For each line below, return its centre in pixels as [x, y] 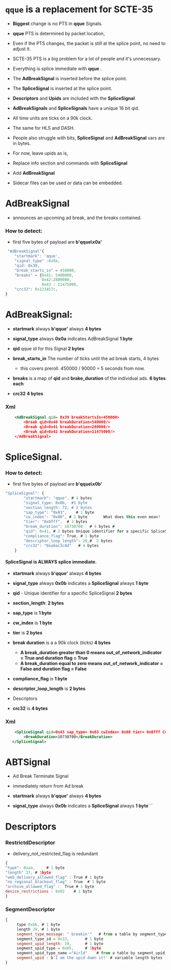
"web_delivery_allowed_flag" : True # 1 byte [54, 877]
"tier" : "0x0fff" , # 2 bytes [55, 522]
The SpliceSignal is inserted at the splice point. [62, 88]
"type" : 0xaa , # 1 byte [35, 868]
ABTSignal [28, 762]
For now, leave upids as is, [40, 153]
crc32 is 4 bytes [30, 708]
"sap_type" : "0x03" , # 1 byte [59, 512]
